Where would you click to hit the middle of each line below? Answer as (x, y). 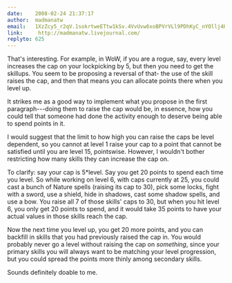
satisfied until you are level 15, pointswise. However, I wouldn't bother (106, 152)
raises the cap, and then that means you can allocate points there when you (115, 81)
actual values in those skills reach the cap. (67, 216)
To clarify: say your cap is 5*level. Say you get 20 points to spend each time (115, 173)
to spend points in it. (36, 124)
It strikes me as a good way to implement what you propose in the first (107, 101)
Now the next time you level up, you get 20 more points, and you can (105, 230)
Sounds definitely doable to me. (52, 273)
